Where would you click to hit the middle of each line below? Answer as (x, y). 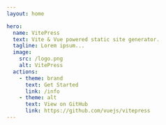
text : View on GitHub (56, 104)
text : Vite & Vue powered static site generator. (86, 39)
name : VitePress (36, 33)
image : (22, 52)
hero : (14, 26)
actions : (25, 72)
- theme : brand (41, 78)
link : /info (42, 91)
